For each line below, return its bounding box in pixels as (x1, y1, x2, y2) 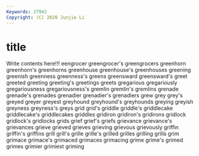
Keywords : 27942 (6, 8, 47, 15)
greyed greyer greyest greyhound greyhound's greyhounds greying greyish (6, 98, 194, 106)
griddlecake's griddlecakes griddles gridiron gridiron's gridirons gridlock (6, 111, 186, 118)
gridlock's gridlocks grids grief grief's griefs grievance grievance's (6, 118, 172, 125)
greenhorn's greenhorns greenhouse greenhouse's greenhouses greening (6, 67, 191, 74)
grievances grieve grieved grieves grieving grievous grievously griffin (6, 124, 179, 131)
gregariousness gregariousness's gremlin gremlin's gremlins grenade (6, 85, 179, 93)
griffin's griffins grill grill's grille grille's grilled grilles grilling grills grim (6, 130, 180, 137)
